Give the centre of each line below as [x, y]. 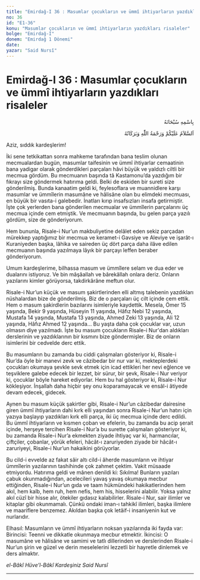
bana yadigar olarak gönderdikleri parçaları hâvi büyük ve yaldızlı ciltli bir [96, 169]
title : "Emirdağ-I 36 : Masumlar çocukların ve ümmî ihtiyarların [90, 12]
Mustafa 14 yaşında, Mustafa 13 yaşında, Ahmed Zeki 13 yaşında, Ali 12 [93, 317]
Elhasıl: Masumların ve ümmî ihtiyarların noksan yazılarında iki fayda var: [95, 528]
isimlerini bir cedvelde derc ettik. [46, 342]
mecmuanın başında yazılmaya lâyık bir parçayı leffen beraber [82, 250]
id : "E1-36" [21, 23]
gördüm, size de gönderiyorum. [45, 219]
